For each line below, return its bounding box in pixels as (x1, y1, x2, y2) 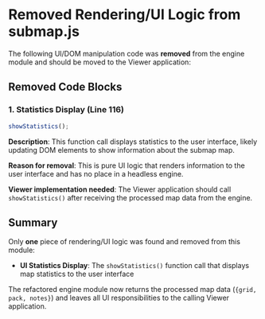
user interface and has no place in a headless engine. (8, 169, 184, 178)
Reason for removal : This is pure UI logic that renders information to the (8, 161, 245, 170)
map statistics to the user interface (19, 269, 134, 279)
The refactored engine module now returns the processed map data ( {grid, (8, 285, 257, 294)
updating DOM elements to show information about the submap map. (8, 145, 235, 154)
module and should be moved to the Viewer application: (8, 57, 191, 67)
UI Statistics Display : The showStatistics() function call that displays (19, 261, 249, 270)
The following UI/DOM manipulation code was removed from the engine (8, 49, 245, 58)
